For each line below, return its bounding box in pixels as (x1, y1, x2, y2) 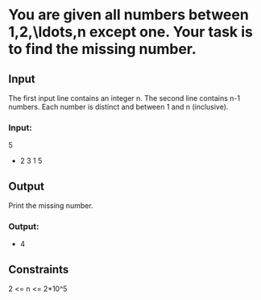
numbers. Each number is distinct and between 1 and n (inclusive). (8, 102, 229, 111)
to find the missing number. (8, 40, 197, 58)
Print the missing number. (8, 201, 94, 210)
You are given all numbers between (8, 6, 250, 24)
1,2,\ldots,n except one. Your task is (8, 23, 254, 41)
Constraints (8, 262, 69, 276)
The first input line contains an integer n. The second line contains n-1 (8, 94, 240, 102)
